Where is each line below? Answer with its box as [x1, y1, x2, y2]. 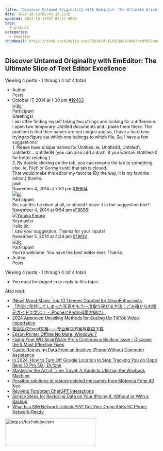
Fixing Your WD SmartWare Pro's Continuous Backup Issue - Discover [12, 336, 152, 342]
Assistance [12, 352, 34, 358]
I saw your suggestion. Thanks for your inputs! [12, 228, 105, 234]
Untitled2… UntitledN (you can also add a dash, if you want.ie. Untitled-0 [12, 149, 158, 155]
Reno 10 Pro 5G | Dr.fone [12, 362, 62, 368]
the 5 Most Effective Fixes [12, 342, 65, 347]
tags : [5, 20, 16, 26]
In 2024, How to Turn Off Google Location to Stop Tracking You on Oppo [12, 357, 158, 363]
